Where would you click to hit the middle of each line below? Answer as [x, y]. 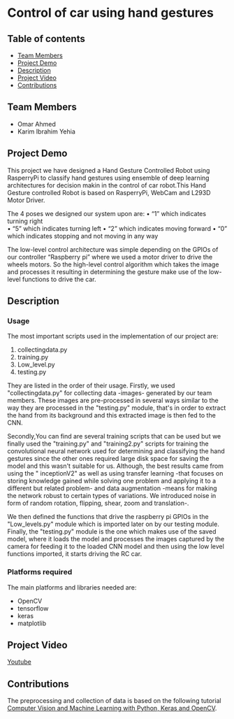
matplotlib [32, 623]
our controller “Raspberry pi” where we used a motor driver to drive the [110, 257]
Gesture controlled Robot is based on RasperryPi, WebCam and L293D [109, 192]
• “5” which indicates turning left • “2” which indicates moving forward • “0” [117, 228]
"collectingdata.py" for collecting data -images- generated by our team [110, 393]
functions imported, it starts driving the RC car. [74, 554]
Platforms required [40, 572]
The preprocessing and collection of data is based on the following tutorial [114, 701]
